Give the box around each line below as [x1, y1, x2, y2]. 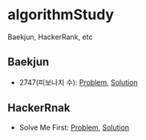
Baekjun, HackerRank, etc [7, 32, 93, 42]
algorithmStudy [7, 6, 114, 24]
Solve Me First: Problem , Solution [18, 122, 130, 132]
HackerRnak [7, 102, 71, 115]
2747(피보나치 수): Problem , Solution [18, 78, 138, 87]
